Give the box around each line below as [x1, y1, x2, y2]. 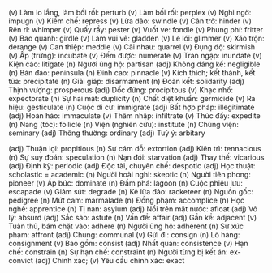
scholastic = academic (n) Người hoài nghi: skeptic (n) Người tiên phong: [8, 170, 252, 179]
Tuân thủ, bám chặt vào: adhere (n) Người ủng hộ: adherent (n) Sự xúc [8, 221, 244, 231]
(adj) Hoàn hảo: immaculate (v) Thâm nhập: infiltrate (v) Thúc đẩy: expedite [8, 111, 261, 121]
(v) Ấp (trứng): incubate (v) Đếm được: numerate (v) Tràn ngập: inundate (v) [8, 51, 262, 60]
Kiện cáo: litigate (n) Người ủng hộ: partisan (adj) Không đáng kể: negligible [8, 59, 261, 69]
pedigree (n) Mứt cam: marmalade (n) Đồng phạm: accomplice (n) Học [8, 195, 245, 205]
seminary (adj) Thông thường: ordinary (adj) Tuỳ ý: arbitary [8, 128, 205, 138]
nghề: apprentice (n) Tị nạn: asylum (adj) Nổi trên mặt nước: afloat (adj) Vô [8, 204, 258, 214]
